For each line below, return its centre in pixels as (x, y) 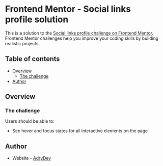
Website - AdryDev (31, 158)
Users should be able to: (30, 121)
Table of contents (32, 59)
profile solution (37, 19)
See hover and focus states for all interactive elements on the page (80, 131)
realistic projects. (23, 43)
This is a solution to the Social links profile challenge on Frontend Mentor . (79, 33)
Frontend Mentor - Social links (68, 9)
